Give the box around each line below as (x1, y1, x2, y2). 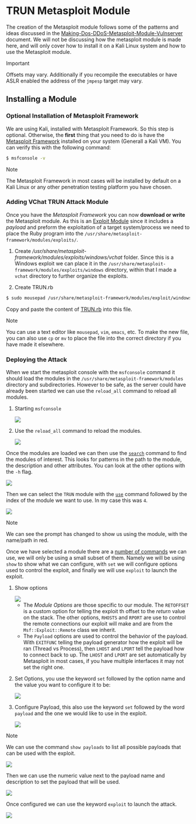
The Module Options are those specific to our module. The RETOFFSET (23, 601, 189, 608)
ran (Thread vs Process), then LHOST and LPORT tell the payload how (23, 645, 185, 652)
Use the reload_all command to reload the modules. (14, 427, 142, 434)
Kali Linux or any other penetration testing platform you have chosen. (6, 183, 172, 190)
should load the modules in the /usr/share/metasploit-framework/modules (6, 375, 184, 382)
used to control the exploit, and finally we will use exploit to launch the (6, 566, 177, 573)
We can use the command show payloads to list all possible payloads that (6, 743, 181, 750)
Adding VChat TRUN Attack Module (6, 198, 109, 206)
